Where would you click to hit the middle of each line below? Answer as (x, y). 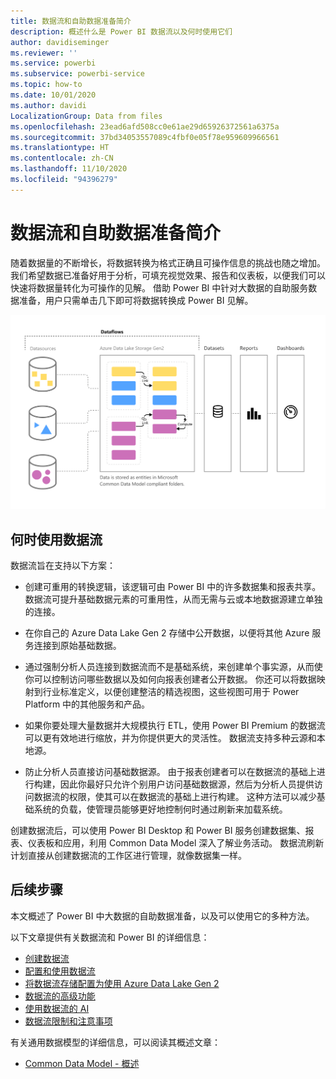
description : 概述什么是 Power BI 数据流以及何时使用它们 (121, 31)
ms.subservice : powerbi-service (77, 74)
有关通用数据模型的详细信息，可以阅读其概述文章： (115, 1042)
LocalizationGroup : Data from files (86, 116)
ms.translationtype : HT (60, 148)
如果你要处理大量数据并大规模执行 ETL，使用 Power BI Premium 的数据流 (175, 726)
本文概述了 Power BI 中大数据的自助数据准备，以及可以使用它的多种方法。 (162, 916)
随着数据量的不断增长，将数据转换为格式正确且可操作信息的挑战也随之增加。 (168, 262)
